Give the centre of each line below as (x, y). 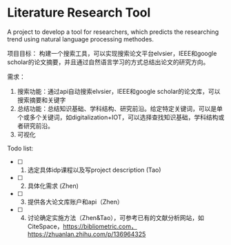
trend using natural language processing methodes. (80, 39)
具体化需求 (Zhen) (53, 186)
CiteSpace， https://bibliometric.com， (82, 226)
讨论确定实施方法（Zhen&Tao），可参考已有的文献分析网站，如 (116, 217)
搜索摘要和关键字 (41, 100)
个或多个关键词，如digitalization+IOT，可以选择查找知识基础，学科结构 (118, 117)
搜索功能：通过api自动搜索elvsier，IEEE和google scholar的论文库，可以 (119, 91)
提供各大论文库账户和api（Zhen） (75, 202)
